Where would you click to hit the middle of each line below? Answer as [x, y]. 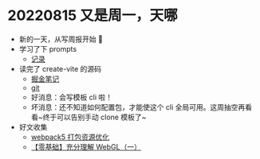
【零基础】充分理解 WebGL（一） [86, 146]
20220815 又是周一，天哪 [93, 16]
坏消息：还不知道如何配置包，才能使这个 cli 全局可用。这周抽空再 [138, 107]
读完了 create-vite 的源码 [60, 68]
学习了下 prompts [48, 48]
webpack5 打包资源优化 [70, 137]
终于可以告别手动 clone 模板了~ [95, 117]
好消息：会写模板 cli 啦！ [72, 97]
